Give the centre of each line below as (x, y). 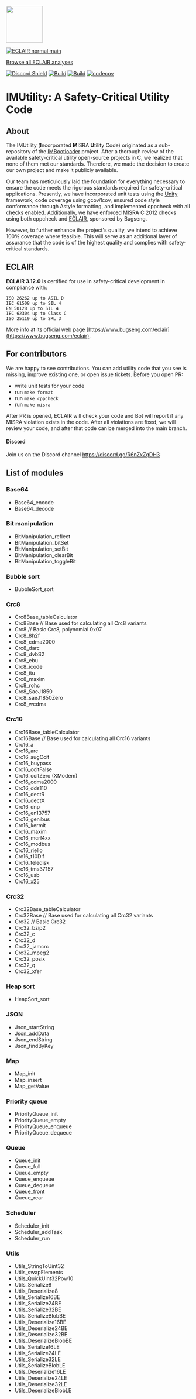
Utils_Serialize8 (33, 1285)
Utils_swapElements (39, 1273)
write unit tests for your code (49, 386)
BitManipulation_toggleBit (45, 561)
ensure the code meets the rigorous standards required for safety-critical (94, 188)
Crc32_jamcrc (32, 946)
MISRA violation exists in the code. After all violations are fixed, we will (91, 422)
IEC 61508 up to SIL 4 (34, 303)
